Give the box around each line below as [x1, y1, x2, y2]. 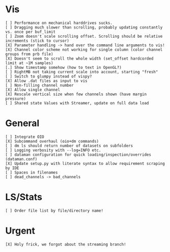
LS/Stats [5, 191, 42, 203]
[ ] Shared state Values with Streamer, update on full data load [5, 100, 149, 105]
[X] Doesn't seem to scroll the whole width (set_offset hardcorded [5, 56, 154, 61]
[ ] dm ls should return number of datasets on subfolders [5, 143, 133, 148]
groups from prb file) [5, 51, 53, 57]
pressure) [5, 96, 26, 101]
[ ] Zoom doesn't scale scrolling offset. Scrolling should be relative [5, 34, 163, 39]
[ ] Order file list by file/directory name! [5, 208, 103, 213]
